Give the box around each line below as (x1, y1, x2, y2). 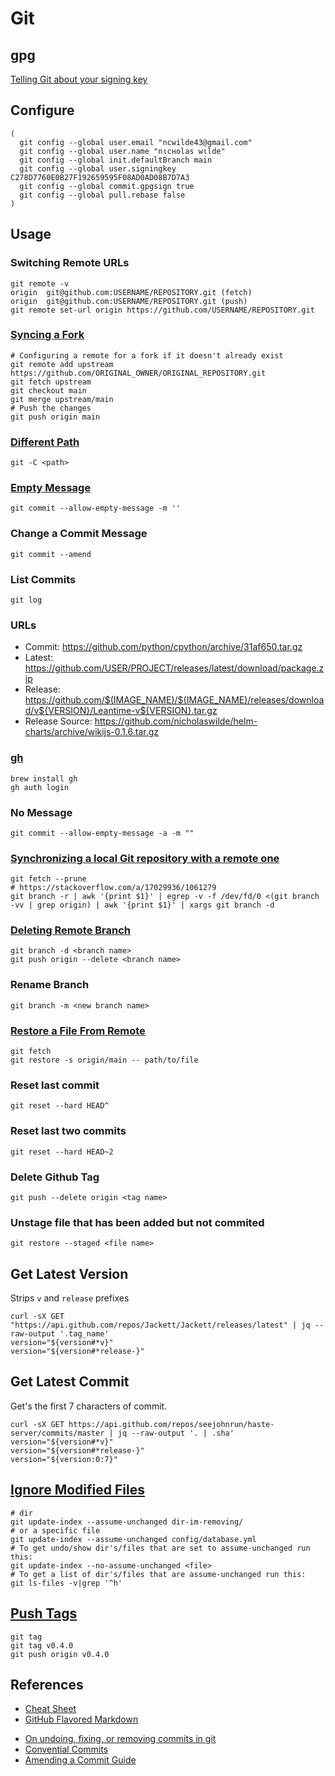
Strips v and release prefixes (10, 1292, 130, 1304)
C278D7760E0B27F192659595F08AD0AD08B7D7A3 (10, 172, 190, 182)
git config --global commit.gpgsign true (19, 181, 195, 191)
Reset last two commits (10, 1124, 127, 1138)
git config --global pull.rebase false (19, 190, 186, 200)
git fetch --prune (10, 874, 87, 884)
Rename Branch (10, 978, 90, 992)
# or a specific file (10, 1525, 101, 1536)
